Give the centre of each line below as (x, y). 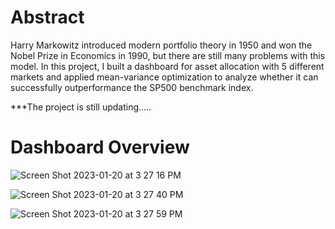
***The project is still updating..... (81, 107)
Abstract (47, 17)
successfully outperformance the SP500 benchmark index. (132, 87)
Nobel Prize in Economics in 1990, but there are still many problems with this (168, 55)
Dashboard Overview (100, 147)
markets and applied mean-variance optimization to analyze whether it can (164, 77)
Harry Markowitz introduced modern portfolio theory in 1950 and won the (161, 45)
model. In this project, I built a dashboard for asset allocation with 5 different (167, 66)
